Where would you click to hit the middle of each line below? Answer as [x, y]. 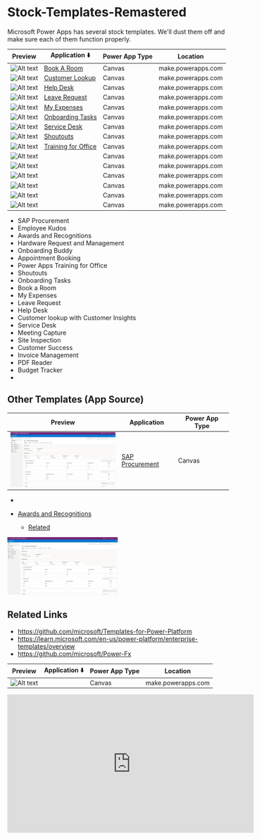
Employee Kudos [42, 228]
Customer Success [45, 347]
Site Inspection [39, 340]
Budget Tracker [40, 370]
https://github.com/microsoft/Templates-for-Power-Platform [104, 632]
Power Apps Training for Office [62, 265]
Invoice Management [48, 355]
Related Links [38, 615]
